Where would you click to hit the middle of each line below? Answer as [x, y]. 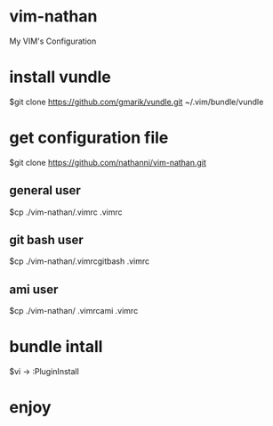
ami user [34, 289]
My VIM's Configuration [53, 41]
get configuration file [89, 138]
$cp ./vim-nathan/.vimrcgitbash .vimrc [80, 261]
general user [45, 190]
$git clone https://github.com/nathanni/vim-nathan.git [108, 162]
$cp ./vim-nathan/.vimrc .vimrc [66, 212]
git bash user [46, 240]
